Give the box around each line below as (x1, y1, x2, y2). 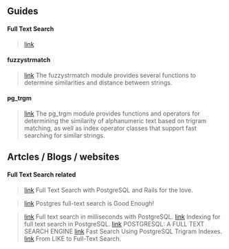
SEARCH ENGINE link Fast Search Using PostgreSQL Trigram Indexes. (23, 227, 223, 235)
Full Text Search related (7, 170, 76, 178)
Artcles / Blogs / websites (7, 151, 120, 163)
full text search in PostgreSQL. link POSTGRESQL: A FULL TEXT (23, 219, 205, 228)
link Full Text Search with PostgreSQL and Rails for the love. (23, 186, 194, 194)
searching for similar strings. (23, 131, 105, 140)
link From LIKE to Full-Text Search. (23, 234, 122, 243)
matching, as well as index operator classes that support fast (23, 124, 197, 132)
